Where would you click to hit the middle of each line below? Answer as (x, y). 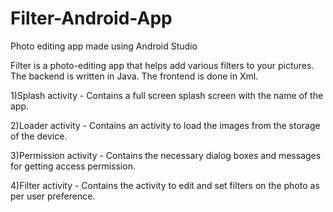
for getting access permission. (73, 166)
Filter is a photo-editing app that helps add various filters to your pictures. (162, 65)
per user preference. (53, 196)
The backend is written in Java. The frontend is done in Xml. (134, 76)
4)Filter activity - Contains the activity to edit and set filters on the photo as (165, 185)
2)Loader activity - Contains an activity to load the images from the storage (165, 125)
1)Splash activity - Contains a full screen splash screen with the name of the (167, 95)
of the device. (39, 136)
